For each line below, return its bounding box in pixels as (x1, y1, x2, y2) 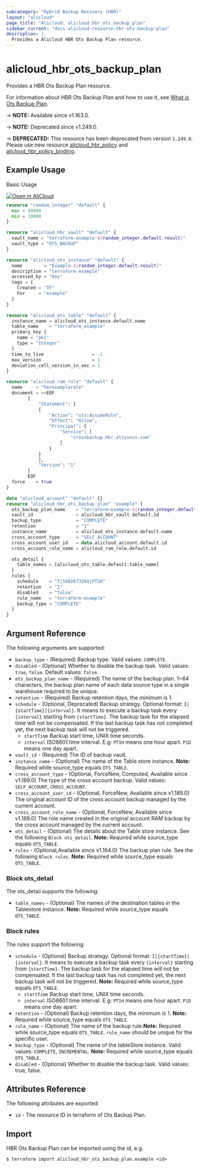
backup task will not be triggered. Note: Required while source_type (14, 978, 184, 985)
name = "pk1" (17, 334, 50, 341)
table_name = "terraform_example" (11, 324, 106, 330)
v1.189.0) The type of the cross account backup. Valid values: (14, 776, 166, 784)
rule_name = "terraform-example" (17, 595, 106, 601)
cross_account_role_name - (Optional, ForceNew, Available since (14, 808, 172, 816)
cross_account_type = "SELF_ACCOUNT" (11, 534, 119, 540)
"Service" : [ (59, 429, 93, 435)
